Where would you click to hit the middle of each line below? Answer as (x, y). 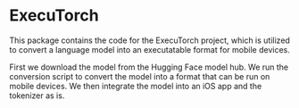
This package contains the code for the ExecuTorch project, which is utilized (149, 40)
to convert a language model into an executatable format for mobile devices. (149, 49)
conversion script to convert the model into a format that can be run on (140, 76)
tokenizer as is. (37, 96)
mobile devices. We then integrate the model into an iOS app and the (136, 86)
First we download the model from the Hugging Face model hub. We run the (149, 67)
